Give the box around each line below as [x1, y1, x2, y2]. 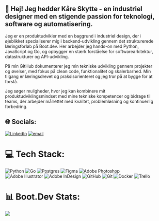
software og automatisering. [5, 20, 93, 28]
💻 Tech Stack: [5, 148, 65, 160]
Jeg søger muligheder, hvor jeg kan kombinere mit [5, 88, 106, 94]
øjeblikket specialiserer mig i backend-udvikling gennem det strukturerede [5, 38, 154, 44]
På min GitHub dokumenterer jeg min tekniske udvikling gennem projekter [5, 63, 153, 69]
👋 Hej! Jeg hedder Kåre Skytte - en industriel [5, 5, 143, 13]
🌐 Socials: [5, 118, 37, 126]
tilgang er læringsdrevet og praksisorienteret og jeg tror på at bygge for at [5, 74, 153, 79]
